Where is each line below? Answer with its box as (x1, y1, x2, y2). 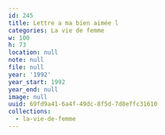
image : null (8, 93, 48, 101)
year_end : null (8, 85, 59, 94)
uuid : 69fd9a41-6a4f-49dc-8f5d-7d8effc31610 (8, 100, 158, 108)
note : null (8, 56, 44, 64)
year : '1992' (8, 71, 52, 79)
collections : (8, 108, 52, 116)
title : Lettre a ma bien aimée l (8, 19, 119, 27)
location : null (8, 48, 59, 56)
